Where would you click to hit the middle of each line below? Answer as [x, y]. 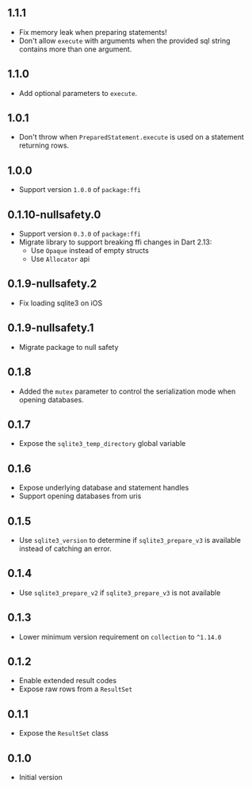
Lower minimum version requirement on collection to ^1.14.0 [120, 636]
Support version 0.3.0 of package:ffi [80, 234]
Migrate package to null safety [69, 347]
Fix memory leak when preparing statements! [93, 32]
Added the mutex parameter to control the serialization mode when [127, 391]
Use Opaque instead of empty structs [90, 251]
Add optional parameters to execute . [78, 93]
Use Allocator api [60, 259]
